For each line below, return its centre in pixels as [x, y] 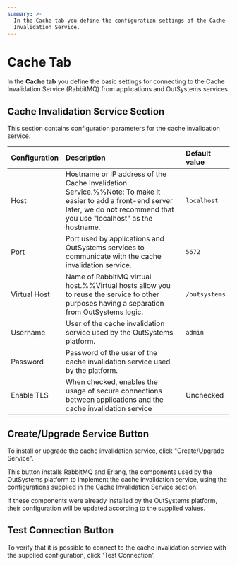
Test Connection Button [61, 530]
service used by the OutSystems [120, 333]
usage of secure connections [114, 391]
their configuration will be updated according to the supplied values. [107, 508]
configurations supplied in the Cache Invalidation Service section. [103, 487]
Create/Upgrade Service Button [78, 433]
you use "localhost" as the [109, 219]
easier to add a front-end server [119, 201]
